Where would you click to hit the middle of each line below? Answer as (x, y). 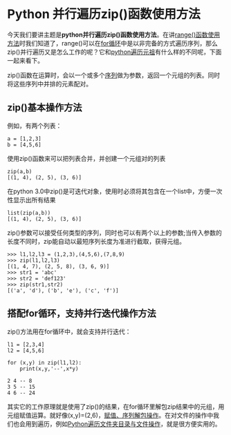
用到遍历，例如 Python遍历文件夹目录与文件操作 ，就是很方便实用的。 (123, 424)
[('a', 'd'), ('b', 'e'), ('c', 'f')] (63, 291)
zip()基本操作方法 (45, 108)
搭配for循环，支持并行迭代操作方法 (82, 314)
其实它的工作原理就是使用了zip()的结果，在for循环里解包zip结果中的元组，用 (116, 406)
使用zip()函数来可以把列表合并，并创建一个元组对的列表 (86, 158)
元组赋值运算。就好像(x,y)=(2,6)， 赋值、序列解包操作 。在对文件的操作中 (110, 415)
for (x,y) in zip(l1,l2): (44, 362)
